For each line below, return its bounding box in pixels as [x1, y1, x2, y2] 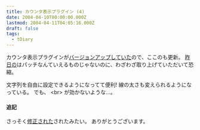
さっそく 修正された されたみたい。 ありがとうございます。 [6, 117, 149, 125]
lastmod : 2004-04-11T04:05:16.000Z [6, 20, 95, 26]
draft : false [6, 25, 39, 32]
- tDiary [11, 36, 33, 42]
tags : [6, 31, 20, 37]
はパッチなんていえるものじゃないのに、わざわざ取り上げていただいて [17, 61, 189, 68]
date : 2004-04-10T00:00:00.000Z [6, 14, 87, 20]
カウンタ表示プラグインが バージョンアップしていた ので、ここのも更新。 [6, 54, 184, 60]
